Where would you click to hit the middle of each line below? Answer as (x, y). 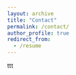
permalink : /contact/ (38, 26)
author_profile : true (38, 33)
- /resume (27, 46)
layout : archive (30, 14)
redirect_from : (29, 40)
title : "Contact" (32, 20)
